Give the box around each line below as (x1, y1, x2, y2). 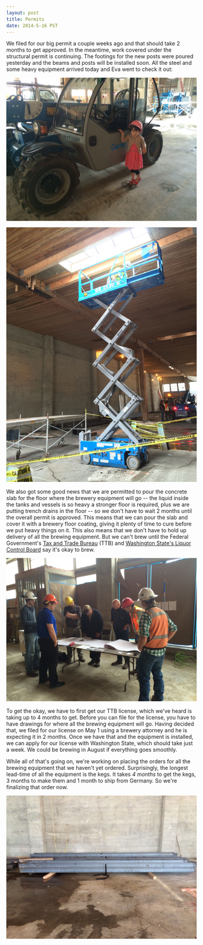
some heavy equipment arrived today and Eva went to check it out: (6, 65, 173, 73)
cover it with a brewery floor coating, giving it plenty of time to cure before (6, 520, 192, 527)
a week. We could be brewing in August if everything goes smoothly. (6, 746, 178, 753)
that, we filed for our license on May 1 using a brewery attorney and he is (6, 727, 187, 734)
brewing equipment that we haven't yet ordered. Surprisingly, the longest (6, 764, 188, 772)
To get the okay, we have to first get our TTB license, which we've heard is (6, 707, 192, 715)
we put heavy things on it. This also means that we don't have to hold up (6, 527, 187, 534)
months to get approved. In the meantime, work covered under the (6, 46, 172, 54)
